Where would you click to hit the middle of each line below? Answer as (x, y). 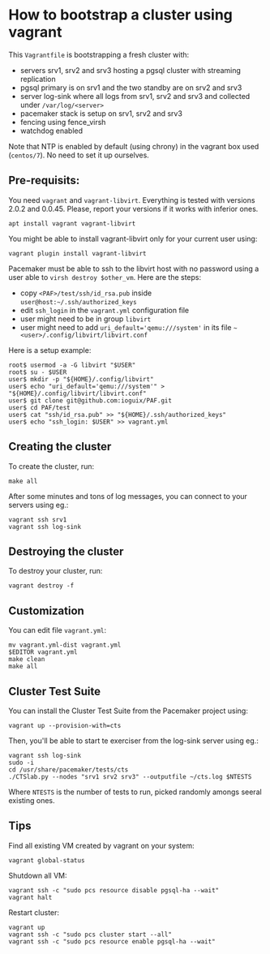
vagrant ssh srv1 (38, 520)
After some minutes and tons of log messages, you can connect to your (128, 496)
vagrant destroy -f (41, 586)
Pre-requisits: (44, 180)
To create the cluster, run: (51, 466)
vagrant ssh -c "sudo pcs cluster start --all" (90, 935)
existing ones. (32, 800)
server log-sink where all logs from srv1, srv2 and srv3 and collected (135, 96)
